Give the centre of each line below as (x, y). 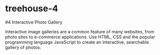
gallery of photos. (23, 47)
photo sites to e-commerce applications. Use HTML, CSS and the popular (80, 37)
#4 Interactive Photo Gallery (34, 22)
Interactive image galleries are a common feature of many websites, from (80, 31)
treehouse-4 (32, 9)
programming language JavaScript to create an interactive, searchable (77, 42)
